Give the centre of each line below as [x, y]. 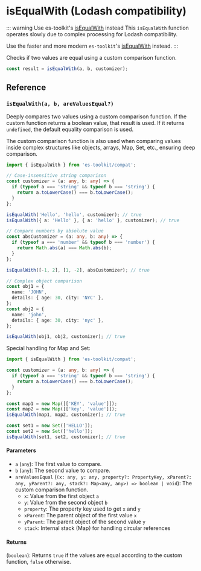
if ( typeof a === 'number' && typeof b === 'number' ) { [83, 243]
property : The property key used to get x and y [82, 509]
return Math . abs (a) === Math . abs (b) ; [65, 248]
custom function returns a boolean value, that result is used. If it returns [95, 123]
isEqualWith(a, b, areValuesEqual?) [60, 104]
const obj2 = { [25, 309]
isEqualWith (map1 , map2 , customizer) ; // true [66, 415]
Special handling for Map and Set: [48, 348]
